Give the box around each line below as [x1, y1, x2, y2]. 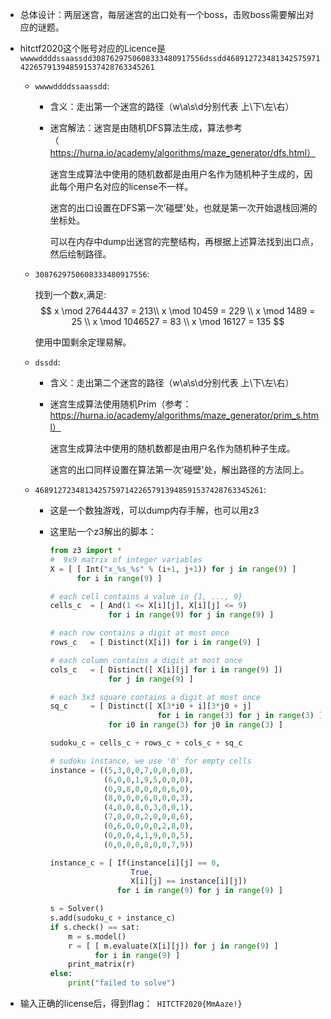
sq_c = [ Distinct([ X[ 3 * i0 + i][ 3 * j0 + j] [49, 701, 252, 712]
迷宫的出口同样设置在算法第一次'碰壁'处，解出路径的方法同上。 [49, 464, 310, 475]
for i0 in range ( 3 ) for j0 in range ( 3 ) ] [108, 720, 283, 730]
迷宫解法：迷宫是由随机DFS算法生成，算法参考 [49, 122, 243, 133]
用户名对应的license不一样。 [76, 181, 194, 192]
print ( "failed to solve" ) [68, 978, 176, 988]
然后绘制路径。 [49, 248, 112, 260]
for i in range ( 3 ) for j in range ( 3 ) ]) [157, 711, 328, 721]
